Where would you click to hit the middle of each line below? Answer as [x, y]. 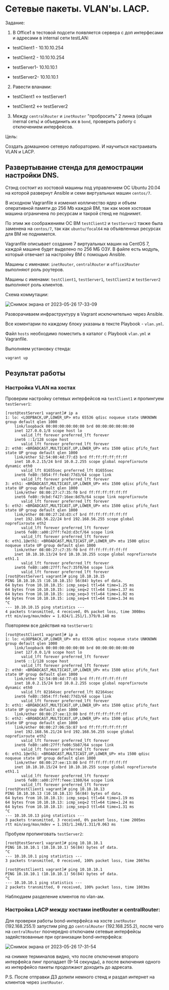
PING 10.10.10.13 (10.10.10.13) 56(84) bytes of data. [64, 794]
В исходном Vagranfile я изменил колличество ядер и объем [71, 203]
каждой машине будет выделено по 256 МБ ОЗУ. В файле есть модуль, [82, 249]
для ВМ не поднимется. [31, 234]
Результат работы [35, 373]
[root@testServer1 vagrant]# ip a [42, 413]
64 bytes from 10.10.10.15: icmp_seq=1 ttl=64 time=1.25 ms [70, 586]
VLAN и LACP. [20, 151]
